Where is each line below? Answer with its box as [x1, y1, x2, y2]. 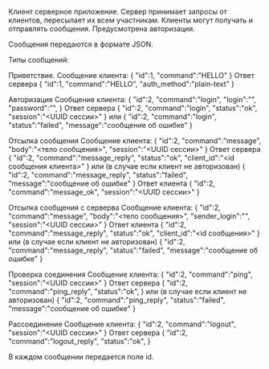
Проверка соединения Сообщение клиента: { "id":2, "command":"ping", [8, 269, 253, 279]
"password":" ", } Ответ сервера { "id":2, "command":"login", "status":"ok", [8, 104, 258, 113]
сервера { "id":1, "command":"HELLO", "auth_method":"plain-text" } [8, 80, 235, 88]
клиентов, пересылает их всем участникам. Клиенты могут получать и [8, 15, 253, 25]
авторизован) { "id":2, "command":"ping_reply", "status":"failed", [8, 295, 226, 305]
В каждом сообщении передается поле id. [8, 352, 154, 361]
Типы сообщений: [8, 55, 70, 64]
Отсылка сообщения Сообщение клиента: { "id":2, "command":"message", [8, 136, 262, 146]
